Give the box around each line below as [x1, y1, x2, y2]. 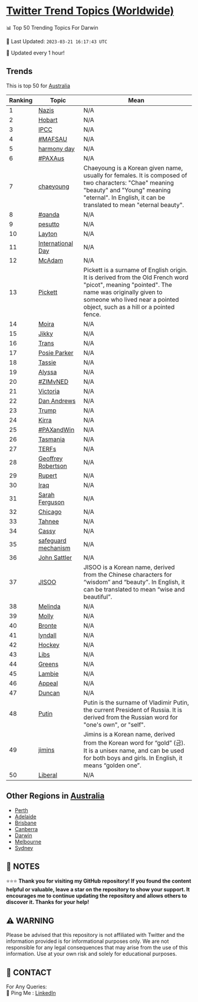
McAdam [38, 256, 64, 264]
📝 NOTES [6, 861, 40, 871]
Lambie [38, 670, 59, 678]
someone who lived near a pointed [83, 295, 179, 303]
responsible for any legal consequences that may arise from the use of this [6, 944, 188, 951]
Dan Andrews [38, 396, 76, 405]
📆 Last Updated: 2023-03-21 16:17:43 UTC [6, 37, 108, 45]
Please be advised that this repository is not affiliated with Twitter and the [6, 932, 184, 939]
